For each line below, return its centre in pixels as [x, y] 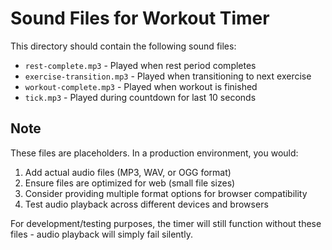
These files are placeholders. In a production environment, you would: [154, 153]
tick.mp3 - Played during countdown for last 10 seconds [140, 97]
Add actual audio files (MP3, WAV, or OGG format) [128, 172]
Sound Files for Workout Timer [140, 18]
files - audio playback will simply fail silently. [101, 234]
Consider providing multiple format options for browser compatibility [166, 193]
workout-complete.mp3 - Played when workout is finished [141, 86]
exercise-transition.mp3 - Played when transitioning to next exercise [168, 76]
